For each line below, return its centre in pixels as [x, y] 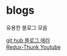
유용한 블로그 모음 [27, 27]
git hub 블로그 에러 [28, 40]
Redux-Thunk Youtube [33, 47]
